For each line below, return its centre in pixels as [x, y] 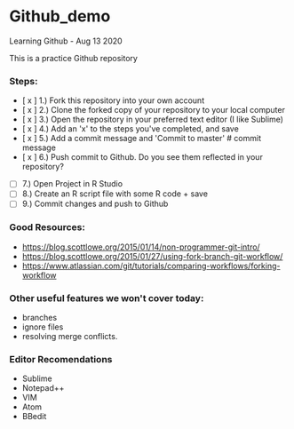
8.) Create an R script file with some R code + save [115, 194]
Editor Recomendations [61, 359]
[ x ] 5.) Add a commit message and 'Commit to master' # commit [142, 139]
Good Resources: [48, 227]
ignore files [43, 327]
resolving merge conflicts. [70, 337]
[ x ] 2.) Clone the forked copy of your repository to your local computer [154, 110]
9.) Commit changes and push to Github [95, 204]
